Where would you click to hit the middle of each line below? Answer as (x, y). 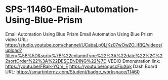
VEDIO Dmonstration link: (134, 61)
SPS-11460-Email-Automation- (72, 9)
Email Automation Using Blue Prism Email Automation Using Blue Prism (79, 34)
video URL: (17, 39)
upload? (14, 50)
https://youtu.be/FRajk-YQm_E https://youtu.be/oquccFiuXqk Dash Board (81, 66)
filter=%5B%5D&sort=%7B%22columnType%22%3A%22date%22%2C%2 (84, 55)
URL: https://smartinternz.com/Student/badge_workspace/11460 (73, 71)
